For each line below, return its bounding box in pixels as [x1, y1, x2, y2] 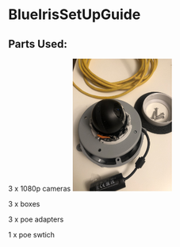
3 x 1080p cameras [8, 183, 71, 193]
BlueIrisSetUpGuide [8, 6, 141, 24]
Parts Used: [8, 37, 67, 51]
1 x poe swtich [8, 230, 56, 239]
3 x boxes [8, 199, 40, 208]
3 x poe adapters [8, 214, 64, 224]
